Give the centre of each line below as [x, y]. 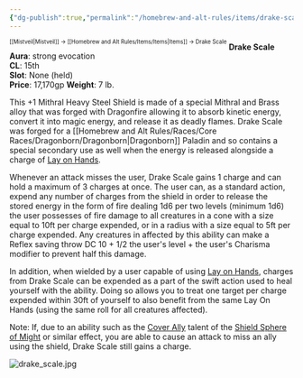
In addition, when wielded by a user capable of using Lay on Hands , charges [151, 272]
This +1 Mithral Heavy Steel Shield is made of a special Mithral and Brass [144, 102]
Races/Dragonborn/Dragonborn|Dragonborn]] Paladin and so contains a [143, 141]
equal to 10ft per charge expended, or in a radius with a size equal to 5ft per [150, 226]
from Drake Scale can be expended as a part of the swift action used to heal [151, 281]
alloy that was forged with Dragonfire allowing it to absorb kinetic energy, [146, 112]
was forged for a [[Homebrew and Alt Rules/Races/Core [113, 131]
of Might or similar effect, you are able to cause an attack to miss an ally [143, 337]
